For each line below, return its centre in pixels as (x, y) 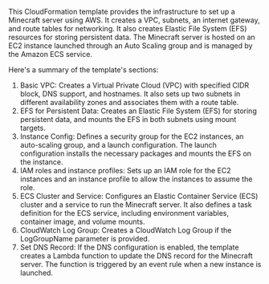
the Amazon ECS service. (50, 54)
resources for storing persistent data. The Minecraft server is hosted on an (132, 37)
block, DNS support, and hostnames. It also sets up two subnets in (130, 94)
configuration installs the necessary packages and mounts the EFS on (135, 153)
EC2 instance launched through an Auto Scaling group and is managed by (130, 46)
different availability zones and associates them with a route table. (129, 102)
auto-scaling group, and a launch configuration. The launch (118, 145)
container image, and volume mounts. (82, 221)
